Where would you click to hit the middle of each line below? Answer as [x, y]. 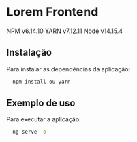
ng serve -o [30, 132]
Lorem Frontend [52, 12]
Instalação [29, 52]
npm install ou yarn [42, 82]
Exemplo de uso [41, 103]
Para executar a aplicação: [44, 119]
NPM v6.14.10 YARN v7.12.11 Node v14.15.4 [65, 31]
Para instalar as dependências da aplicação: [68, 69]
